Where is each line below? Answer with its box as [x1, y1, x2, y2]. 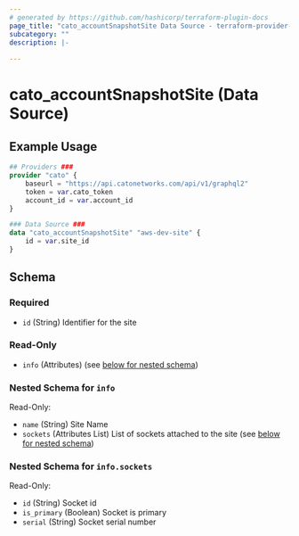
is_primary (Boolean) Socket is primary [21, 507, 167, 518]
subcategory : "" [9, 29, 69, 38]
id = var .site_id [25, 237, 90, 246]
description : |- [9, 37, 69, 47]
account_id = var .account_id [25, 195, 133, 205]
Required [9, 296, 50, 309]
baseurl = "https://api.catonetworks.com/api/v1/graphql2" [25, 179, 249, 188]
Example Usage [9, 139, 98, 154]
